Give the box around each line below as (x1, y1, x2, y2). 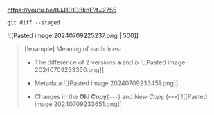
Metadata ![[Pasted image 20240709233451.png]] (34, 79, 179, 87)
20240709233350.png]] (34, 66, 105, 73)
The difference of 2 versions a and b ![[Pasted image (34, 58, 186, 67)
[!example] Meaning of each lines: (24, 45, 122, 53)
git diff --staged (7, 19, 60, 26)
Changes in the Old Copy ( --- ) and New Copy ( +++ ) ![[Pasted (34, 93, 208, 100)
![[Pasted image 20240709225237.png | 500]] (7, 31, 139, 39)
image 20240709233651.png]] (34, 100, 123, 108)
